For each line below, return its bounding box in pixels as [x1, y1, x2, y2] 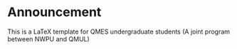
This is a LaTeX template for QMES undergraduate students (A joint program [7, 27, 230, 36]
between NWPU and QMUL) [7, 34, 90, 43]
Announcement [7, 4, 102, 20]
